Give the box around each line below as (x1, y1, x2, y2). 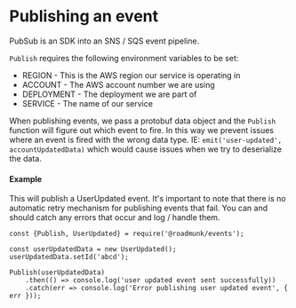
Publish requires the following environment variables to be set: (9, 52, 239, 63)
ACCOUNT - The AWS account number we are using (21, 79, 215, 90)
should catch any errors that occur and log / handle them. (9, 212, 220, 223)
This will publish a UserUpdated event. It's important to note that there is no (9, 193, 286, 204)
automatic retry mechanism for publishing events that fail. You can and (9, 202, 268, 214)
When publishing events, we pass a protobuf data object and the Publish (9, 115, 276, 126)
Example (9, 173, 43, 184)
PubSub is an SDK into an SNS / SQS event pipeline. (9, 36, 200, 46)
